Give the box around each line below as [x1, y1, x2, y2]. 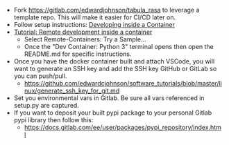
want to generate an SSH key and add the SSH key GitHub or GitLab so [13, 65, 217, 72]
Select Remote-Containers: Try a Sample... [24, 35, 147, 43]
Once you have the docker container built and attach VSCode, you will [13, 57, 215, 65]
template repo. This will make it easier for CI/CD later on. [13, 13, 176, 21]
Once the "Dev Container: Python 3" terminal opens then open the [24, 43, 214, 50]
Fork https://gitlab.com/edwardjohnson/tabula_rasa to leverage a [13, 6, 200, 14]
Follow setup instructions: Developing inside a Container [13, 21, 176, 28]
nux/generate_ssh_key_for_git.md [24, 86, 120, 95]
